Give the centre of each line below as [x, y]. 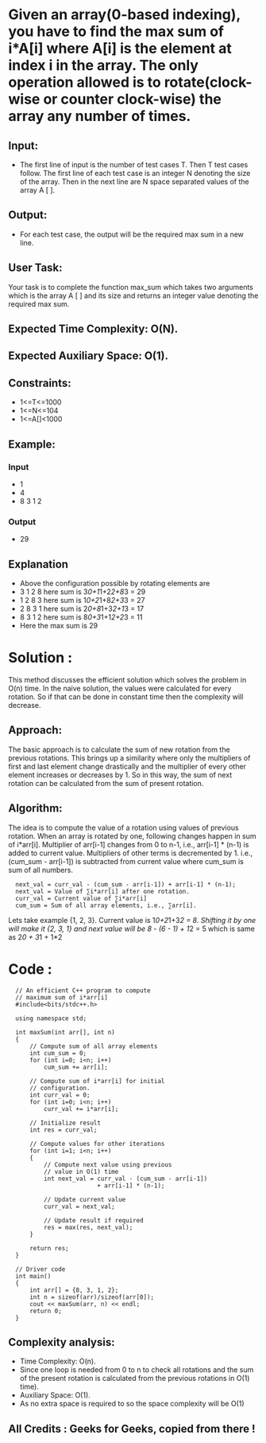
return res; [49, 1248]
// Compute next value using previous [108, 1164]
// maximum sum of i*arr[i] [62, 997]
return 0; [45, 1311]
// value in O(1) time [81, 1171]
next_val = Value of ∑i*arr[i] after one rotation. [103, 891]
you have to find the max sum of [116, 31]
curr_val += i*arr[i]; [81, 1109]
